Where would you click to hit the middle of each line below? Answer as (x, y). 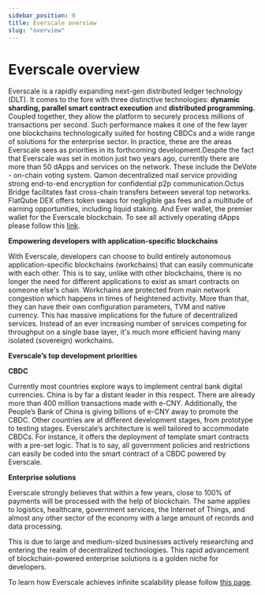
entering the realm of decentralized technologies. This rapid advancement (129, 550)
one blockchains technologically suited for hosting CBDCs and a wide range (132, 133)
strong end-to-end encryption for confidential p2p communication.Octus (126, 184)
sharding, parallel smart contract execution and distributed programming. (132, 108)
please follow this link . (44, 225)
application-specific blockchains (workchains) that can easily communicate (131, 265)
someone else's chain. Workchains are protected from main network (119, 290)
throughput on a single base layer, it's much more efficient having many (125, 332)
